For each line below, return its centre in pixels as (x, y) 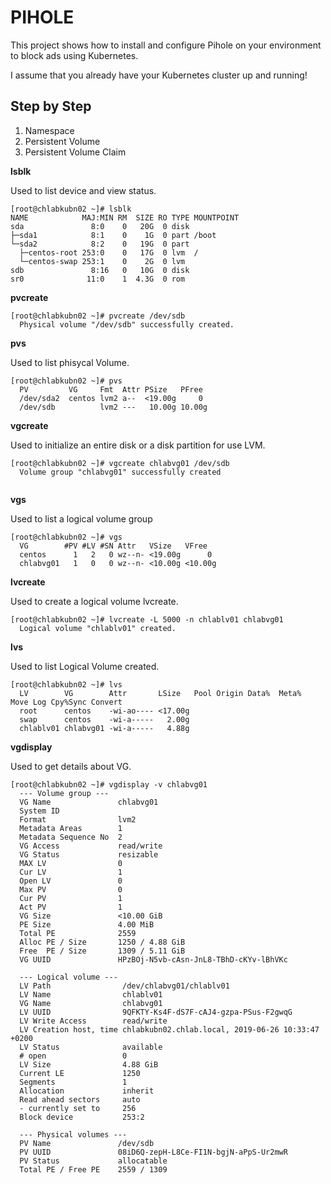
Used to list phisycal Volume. (70, 362)
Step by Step (51, 106)
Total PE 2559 (78, 933)
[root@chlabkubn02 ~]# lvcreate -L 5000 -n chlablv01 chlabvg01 (147, 619)
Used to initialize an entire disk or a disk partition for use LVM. (138, 445)
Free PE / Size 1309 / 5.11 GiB (102, 951)
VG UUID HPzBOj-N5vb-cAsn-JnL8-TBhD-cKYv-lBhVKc (153, 959)
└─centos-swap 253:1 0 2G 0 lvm (102, 261)
